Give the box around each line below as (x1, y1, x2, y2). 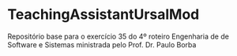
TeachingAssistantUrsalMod (7, 6, 200, 24)
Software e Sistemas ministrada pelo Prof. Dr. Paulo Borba (7, 39, 197, 49)
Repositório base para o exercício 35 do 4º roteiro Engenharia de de (7, 32, 230, 41)
